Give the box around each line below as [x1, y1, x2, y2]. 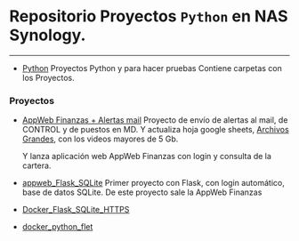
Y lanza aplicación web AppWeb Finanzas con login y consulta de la [21, 151, 271, 162]
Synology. [9, 25, 86, 45]
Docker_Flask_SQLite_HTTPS [21, 205, 130, 215]
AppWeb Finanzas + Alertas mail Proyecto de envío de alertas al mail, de [21, 115, 288, 125]
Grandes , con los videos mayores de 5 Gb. [21, 133, 179, 144]
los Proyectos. [21, 72, 76, 83]
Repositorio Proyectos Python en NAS [9, 6, 288, 27]
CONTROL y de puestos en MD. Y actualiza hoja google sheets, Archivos [21, 125, 289, 135]
